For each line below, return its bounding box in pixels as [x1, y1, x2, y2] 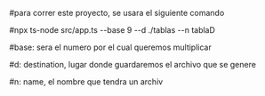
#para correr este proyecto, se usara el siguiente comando [9, 8, 225, 18]
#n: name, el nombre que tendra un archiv [9, 76, 164, 87]
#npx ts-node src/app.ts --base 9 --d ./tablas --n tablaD [9, 25, 216, 35]
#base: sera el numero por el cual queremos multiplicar [9, 42, 212, 52]
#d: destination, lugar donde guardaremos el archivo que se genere [9, 60, 256, 69]
